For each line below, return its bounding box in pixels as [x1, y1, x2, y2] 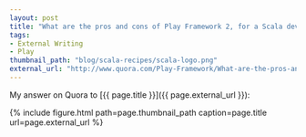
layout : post [9, 13, 59, 23]
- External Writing [9, 38, 84, 48]
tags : [9, 30, 30, 39]
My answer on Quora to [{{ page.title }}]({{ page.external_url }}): [9, 89, 250, 100]
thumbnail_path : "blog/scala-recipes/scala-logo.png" [9, 56, 219, 65]
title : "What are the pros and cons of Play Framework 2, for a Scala [9, 22, 283, 31]
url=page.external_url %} [9, 116, 104, 128]
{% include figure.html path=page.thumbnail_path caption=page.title [9, 107, 267, 118]
